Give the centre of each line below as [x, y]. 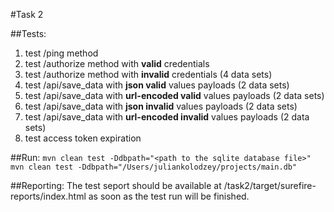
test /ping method [61, 53]
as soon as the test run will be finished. [169, 196]
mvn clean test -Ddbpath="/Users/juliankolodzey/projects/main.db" [154, 167]
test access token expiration [83, 138]
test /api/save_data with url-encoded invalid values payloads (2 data [167, 117]
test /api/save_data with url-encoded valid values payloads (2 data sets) [174, 95]
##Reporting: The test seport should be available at [116, 185]
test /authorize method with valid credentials [117, 63]
